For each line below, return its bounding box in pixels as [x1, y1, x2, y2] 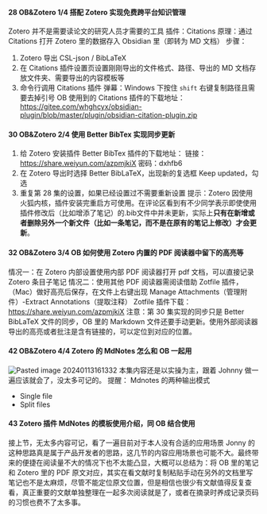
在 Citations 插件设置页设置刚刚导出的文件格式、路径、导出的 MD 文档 [19, 64, 250, 73]
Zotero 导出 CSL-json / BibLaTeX [19, 53, 127, 63]
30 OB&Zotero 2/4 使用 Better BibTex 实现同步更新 [8, 129, 176, 139]
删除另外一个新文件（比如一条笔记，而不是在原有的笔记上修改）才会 [26, 218, 250, 228]
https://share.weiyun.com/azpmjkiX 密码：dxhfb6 [19, 159, 183, 168]
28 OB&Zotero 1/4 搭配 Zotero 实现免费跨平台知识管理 [8, 7, 187, 17]
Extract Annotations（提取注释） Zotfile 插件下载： [25, 296, 192, 306]
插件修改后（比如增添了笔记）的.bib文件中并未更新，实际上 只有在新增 [19, 208, 249, 218]
